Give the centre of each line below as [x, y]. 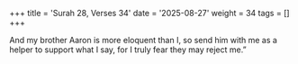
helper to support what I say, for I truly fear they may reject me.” [128, 50]
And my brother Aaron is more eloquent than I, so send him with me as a [143, 40]
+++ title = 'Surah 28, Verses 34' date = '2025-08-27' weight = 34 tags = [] [149, 13]
